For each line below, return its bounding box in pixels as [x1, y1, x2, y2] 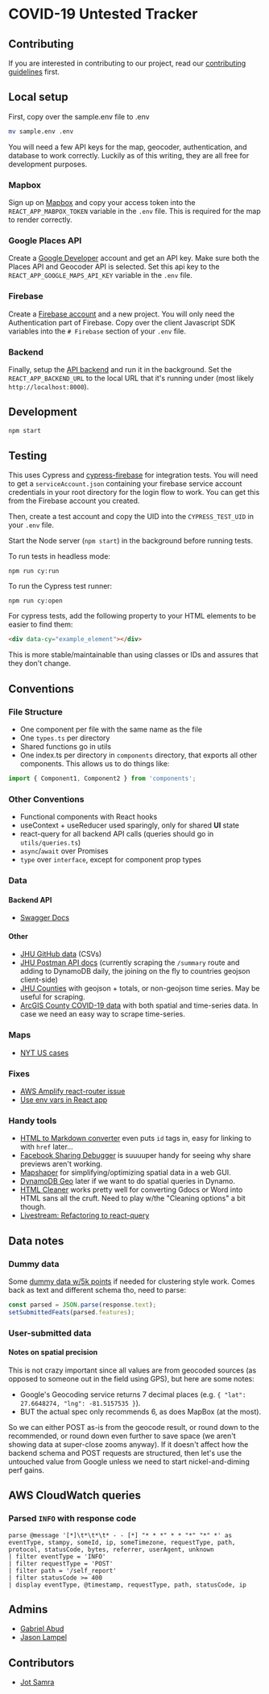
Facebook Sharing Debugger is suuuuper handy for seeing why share [19, 1151, 251, 1160]
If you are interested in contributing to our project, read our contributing [8, 58, 246, 68]
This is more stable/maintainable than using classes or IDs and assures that [8, 650, 259, 660]
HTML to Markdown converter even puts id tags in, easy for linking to [19, 1134, 252, 1143]
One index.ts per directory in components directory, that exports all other [19, 750, 258, 760]
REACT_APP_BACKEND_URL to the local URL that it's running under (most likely [8, 373, 255, 383]
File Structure [8, 706, 63, 717]
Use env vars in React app [19, 1095, 108, 1105]
